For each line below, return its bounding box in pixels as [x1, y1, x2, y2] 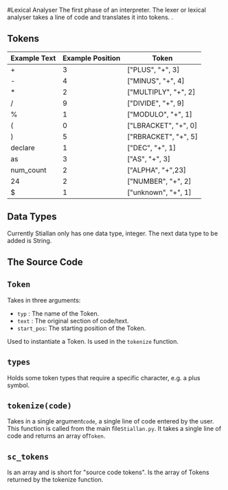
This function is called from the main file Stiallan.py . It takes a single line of [7, 425, 222, 433]
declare [10, 143, 36, 152]
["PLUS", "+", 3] [126, 65, 180, 74]
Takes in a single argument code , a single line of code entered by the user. [7, 417, 214, 425]
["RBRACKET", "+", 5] [126, 132, 198, 141]
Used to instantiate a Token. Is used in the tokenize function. [7, 337, 179, 345]
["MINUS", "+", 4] [126, 75, 185, 85]
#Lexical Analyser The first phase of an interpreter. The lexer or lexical [7, 6, 206, 14]
